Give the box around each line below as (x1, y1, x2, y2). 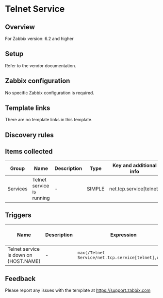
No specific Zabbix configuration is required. (5, 90, 95, 95)
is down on (7, 252, 33, 259)
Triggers (5, 211, 32, 220)
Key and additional (112, 162, 157, 168)
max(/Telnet (77, 250, 105, 256)
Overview (5, 23, 35, 31)
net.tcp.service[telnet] (109, 185, 160, 192)
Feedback (5, 274, 36, 283)
